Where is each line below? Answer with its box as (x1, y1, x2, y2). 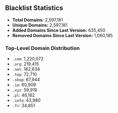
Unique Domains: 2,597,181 (12, 22, 68, 28)
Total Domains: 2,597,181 (12, 17, 63, 23)
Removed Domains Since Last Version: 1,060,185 (12, 32, 113, 38)
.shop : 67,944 (12, 77, 40, 83)
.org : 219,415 (12, 61, 39, 67)
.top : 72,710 (12, 71, 37, 77)
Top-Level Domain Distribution (5, 45, 80, 51)
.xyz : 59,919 (12, 87, 38, 93)
